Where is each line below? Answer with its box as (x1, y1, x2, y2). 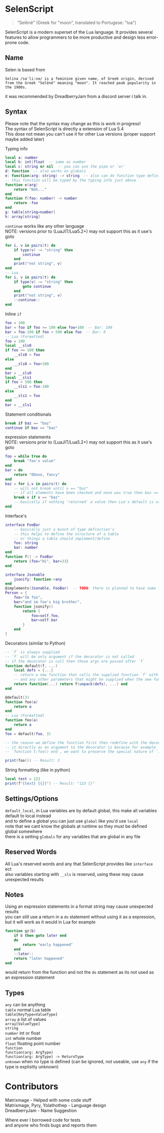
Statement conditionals (5, 411, 52, 417)
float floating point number (5, 1040, 61, 1046)
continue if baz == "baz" (5, 425, 58, 430)
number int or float (5, 1030, 41, 1036)
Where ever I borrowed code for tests (5, 1117, 81, 1123)
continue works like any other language (5, 223, 84, 229)
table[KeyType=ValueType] (5, 1012, 58, 1017)
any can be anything (5, 1002, 45, 1008)
